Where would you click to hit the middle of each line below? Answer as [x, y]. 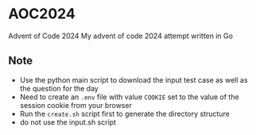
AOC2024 [42, 14]
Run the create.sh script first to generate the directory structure [125, 114]
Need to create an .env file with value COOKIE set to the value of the [130, 97]
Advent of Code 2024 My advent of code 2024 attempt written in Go [120, 36]
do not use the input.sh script [68, 122]
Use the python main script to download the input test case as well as [134, 79]
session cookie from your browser [76, 105]
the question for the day [59, 88]
